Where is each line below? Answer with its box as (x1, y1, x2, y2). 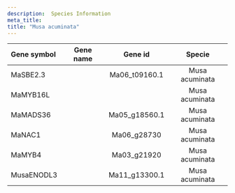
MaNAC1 (10, 130, 41, 140)
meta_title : (7, 17, 42, 24)
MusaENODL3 (10, 170, 58, 180)
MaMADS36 (10, 110, 51, 120)
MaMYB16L (10, 90, 50, 100)
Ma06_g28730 (111, 130, 162, 140)
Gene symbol (10, 49, 56, 59)
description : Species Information (7, 10, 111, 17)
